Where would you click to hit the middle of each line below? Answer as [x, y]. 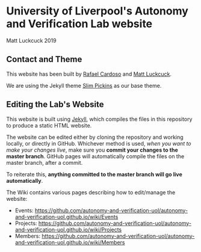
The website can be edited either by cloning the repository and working [95, 137]
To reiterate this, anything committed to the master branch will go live [94, 174]
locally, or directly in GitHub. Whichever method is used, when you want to [99, 143]
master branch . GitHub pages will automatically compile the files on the [95, 156]
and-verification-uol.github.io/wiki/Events [66, 217]
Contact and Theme [44, 59]
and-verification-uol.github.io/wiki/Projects [68, 229]
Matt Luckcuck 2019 [31, 40]
